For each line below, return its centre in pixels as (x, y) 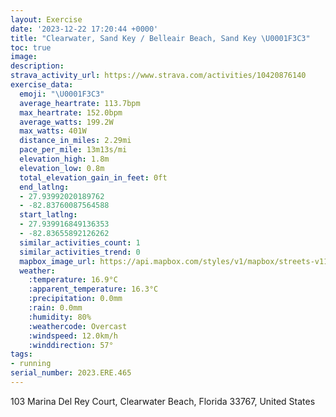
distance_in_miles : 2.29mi (75, 141)
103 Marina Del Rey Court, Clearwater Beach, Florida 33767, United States (163, 401)
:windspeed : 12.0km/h (73, 336)
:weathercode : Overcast (78, 326)
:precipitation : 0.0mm (75, 299)
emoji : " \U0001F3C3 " (62, 94)
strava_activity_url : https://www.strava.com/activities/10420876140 (158, 76)
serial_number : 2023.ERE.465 (71, 373)
